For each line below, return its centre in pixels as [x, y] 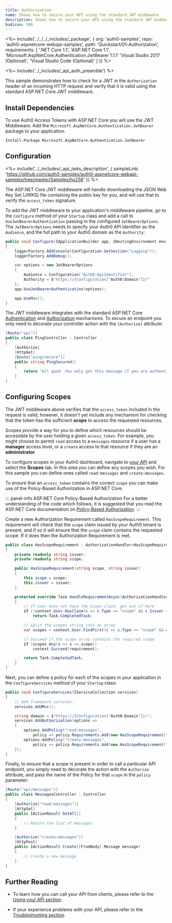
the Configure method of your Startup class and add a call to [69, 216]
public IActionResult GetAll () [48, 814]
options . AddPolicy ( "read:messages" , [63, 730]
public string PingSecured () [46, 362]
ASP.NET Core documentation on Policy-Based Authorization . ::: [73, 509]
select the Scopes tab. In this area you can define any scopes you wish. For [85, 467]
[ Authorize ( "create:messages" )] [49, 837]
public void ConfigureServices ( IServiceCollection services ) [72, 692]
